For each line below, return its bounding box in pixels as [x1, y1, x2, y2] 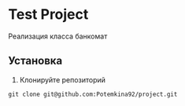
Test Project [8, 5, 89, 24]
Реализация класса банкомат [8, 31, 108, 41]
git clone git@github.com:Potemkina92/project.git [8, 90, 178, 98]
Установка [8, 54, 63, 68]
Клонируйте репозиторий [19, 75, 106, 84]
